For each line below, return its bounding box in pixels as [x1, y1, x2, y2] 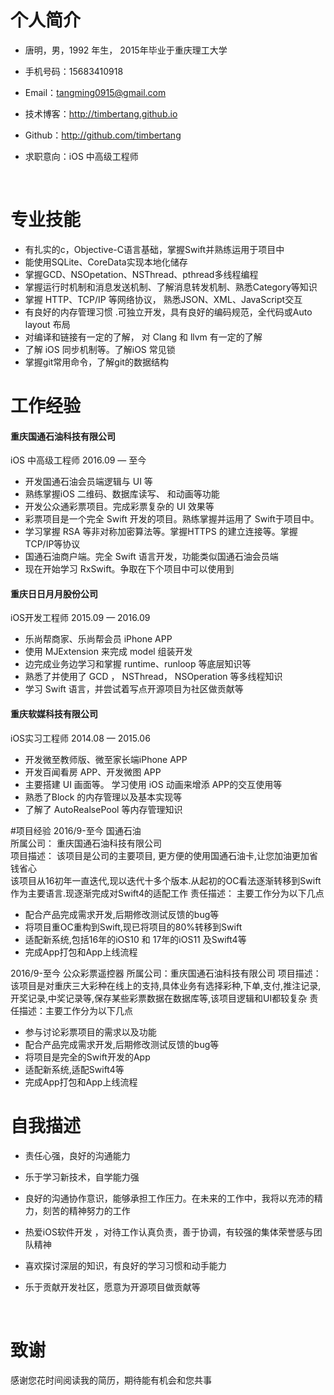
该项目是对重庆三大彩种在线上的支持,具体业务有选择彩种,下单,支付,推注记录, [10, 979, 322, 991]
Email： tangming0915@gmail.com [24, 86, 167, 98]
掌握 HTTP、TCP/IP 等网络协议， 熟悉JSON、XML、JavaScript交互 [24, 293, 303, 305]
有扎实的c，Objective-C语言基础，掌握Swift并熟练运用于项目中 [24, 243, 285, 255]
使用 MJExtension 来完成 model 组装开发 [24, 646, 193, 658]
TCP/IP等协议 [24, 538, 81, 550]
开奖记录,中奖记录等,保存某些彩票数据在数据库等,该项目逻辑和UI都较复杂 [10, 992, 308, 1004]
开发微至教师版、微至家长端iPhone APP [24, 753, 188, 765]
